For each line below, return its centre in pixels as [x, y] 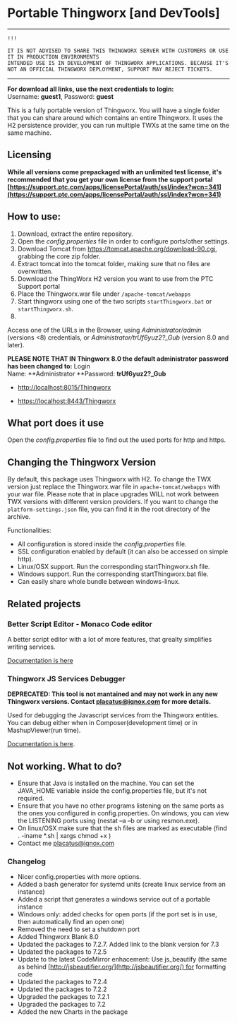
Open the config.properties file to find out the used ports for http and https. [117, 440]
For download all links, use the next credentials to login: [91, 89]
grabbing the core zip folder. [59, 256]
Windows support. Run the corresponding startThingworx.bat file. [113, 574]
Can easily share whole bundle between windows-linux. [99, 582]
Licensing [29, 155]
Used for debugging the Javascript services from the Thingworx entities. [113, 715]
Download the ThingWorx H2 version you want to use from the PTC [115, 279]
